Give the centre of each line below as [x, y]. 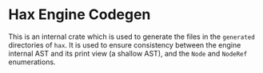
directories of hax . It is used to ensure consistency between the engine [125, 44]
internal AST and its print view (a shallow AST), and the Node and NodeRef [128, 53]
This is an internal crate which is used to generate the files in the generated [132, 36]
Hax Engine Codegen [80, 15]
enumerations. [32, 62]
